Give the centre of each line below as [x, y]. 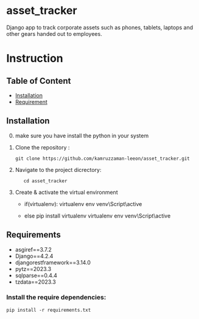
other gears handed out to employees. [54, 33]
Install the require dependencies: [56, 297]
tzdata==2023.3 [35, 282]
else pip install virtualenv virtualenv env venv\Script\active [97, 216]
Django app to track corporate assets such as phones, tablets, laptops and [100, 27]
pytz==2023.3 [33, 269]
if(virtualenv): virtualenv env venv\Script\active [83, 204]
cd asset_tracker [45, 181]
